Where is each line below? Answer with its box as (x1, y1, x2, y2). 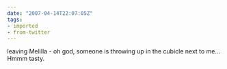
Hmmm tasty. (7, 55, 45, 63)
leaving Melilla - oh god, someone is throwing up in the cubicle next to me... (7, 47, 221, 55)
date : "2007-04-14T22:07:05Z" (7, 9, 94, 17)
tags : (7, 16, 23, 23)
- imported (7, 22, 38, 29)
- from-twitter (7, 28, 51, 36)
